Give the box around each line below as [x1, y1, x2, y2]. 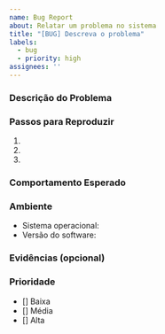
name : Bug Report [9, 12, 74, 22]
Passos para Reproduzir [9, 115, 114, 128]
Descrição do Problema [9, 91, 113, 104]
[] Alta [21, 315, 45, 325]
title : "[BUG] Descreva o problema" [9, 29, 145, 38]
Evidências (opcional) [9, 252, 106, 264]
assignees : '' [9, 63, 62, 72]
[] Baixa [21, 296, 51, 307]
